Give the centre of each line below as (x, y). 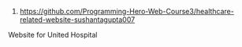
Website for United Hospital (53, 35)
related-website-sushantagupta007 (77, 20)
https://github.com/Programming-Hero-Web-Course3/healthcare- (127, 11)
